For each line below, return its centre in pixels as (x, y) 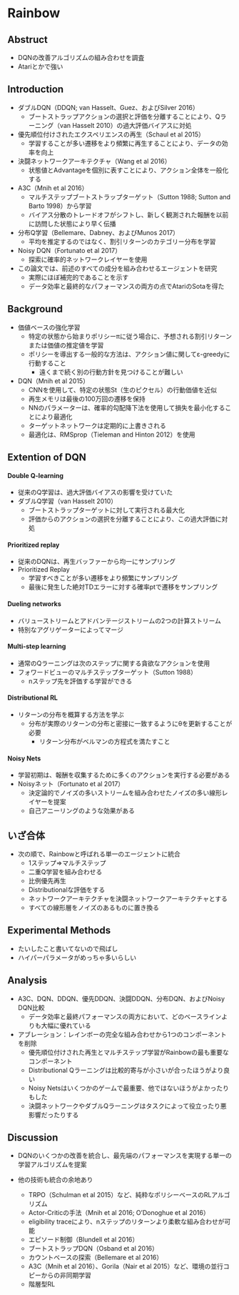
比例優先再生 (47, 881)
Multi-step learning (37, 646)
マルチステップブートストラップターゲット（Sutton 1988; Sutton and (129, 197)
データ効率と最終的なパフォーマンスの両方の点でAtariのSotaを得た (126, 286)
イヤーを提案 (47, 802)
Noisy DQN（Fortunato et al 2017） (69, 250)
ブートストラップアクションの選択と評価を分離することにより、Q (124, 116)
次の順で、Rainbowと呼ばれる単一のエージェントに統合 (99, 854)
